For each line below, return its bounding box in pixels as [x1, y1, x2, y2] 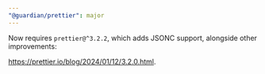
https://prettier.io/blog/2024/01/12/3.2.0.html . [8, 57, 156, 66]
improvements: [8, 41, 57, 51]
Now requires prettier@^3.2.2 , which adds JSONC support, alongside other [8, 33, 258, 43]
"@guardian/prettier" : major [8, 11, 105, 20]
